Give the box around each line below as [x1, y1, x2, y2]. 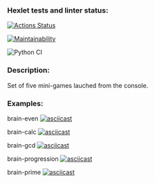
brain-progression [7, 155, 59, 163]
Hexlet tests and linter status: [7, 6, 109, 15]
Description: [7, 65, 50, 75]
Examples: [7, 98, 44, 108]
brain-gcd [7, 141, 36, 149]
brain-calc [7, 128, 37, 136]
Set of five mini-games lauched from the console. [7, 81, 149, 89]
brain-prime [7, 168, 42, 176]
